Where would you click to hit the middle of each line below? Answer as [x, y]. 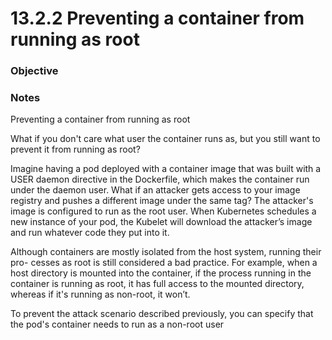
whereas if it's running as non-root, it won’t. [100, 294]
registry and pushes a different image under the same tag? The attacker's [162, 201]
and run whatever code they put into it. [90, 233]
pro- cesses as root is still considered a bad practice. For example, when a [164, 263]
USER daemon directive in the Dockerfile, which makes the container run [160, 179]
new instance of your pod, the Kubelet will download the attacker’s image [161, 222]
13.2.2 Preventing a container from [157, 18]
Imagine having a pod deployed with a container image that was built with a [166, 169]
